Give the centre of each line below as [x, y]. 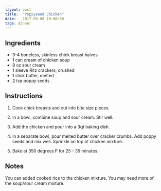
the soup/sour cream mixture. [35, 183]
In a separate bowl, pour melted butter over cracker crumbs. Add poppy [84, 136]
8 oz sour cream [28, 65]
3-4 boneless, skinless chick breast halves [55, 55]
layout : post [18, 10]
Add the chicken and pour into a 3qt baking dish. [61, 127]
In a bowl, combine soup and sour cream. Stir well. [63, 117]
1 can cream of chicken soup [41, 60]
